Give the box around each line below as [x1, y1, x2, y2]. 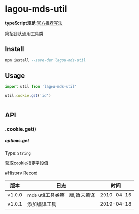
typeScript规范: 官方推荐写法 [5, 20, 63, 26]
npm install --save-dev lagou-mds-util [5, 58, 86, 63]
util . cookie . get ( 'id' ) [5, 93, 51, 98]
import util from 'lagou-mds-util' [5, 84, 77, 89]
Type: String [5, 150, 31, 156]
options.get [5, 137, 29, 143]
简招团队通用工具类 [5, 30, 44, 36]
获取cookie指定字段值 [5, 160, 49, 166]
